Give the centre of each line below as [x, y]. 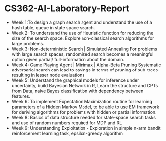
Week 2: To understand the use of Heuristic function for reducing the [83, 33]
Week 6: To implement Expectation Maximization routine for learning [82, 101]
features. [21, 96]
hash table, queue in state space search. [53, 27]
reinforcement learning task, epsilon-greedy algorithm [67, 133]
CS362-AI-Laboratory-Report [67, 9]
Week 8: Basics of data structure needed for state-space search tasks [84, 117]
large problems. [28, 43]
